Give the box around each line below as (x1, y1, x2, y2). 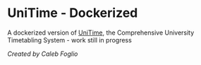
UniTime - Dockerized (7, 5, 138, 21)
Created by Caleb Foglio (7, 49, 78, 58)
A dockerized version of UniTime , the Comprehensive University (7, 28, 195, 37)
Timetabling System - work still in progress (7, 35, 132, 44)
